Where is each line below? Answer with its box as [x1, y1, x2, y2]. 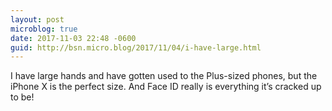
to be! [10, 91, 35, 103]
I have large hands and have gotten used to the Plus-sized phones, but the [10, 70, 318, 82]
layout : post [10, 14, 65, 25]
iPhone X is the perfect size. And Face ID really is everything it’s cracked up [10, 81, 322, 93]
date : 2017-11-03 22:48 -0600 [10, 33, 137, 43]
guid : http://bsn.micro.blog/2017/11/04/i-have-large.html [10, 42, 262, 53]
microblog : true [10, 24, 78, 34]
